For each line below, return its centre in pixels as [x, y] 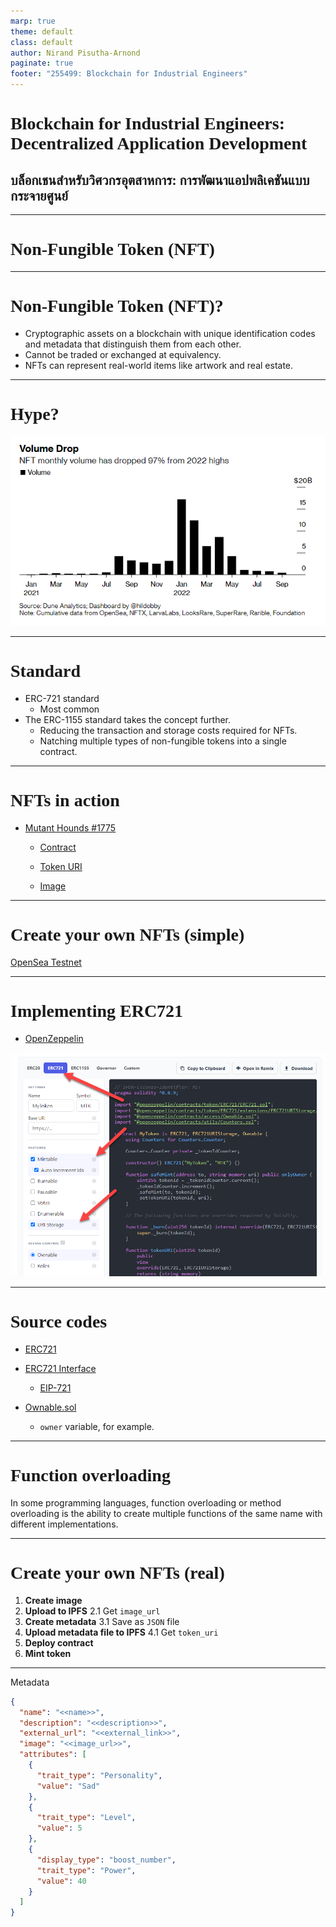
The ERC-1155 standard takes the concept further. [128, 720]
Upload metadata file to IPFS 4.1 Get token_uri [121, 1632]
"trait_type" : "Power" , [86, 1870]
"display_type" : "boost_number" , [106, 1860]
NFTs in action [65, 800]
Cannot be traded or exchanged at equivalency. [123, 354]
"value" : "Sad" [68, 1786]
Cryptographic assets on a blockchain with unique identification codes [170, 333]
